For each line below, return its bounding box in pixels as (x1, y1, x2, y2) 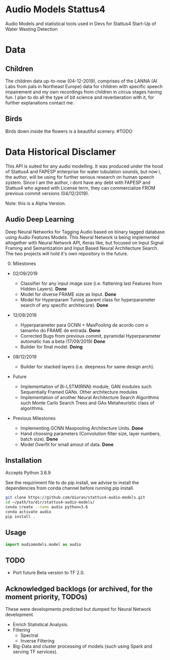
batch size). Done (20, 436, 58, 442)
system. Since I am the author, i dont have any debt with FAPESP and (5, 179, 151, 185)
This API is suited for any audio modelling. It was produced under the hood (5, 163, 163, 169)
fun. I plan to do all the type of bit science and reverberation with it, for (5, 94, 155, 100)
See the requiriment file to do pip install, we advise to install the (5, 480, 139, 486)
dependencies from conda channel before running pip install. (5, 485, 134, 491)
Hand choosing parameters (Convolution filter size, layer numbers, (20, 430, 161, 437)
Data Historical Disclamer (5, 146, 116, 157)
